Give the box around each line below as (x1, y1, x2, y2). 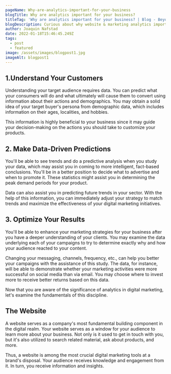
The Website (5, 307, 47, 315)
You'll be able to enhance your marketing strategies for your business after (5, 229, 162, 235)
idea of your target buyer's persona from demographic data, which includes (5, 104, 164, 110)
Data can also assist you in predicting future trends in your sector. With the (5, 190, 162, 195)
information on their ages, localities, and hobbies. (5, 109, 109, 115)
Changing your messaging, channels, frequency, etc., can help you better (5, 255, 159, 261)
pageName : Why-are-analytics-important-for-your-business (5, 7, 131, 13)
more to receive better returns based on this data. (5, 277, 110, 283)
